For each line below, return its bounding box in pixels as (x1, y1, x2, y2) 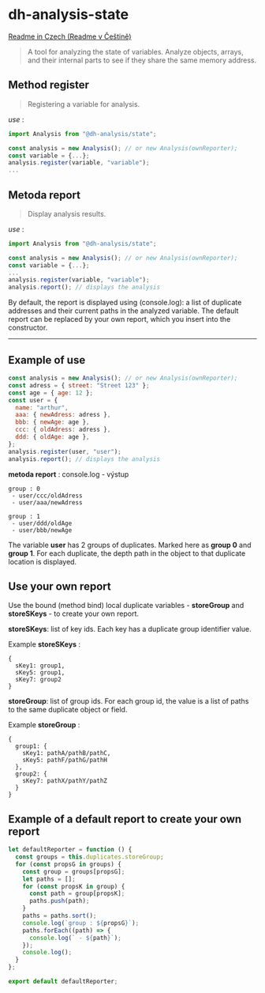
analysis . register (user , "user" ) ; (8, 447, 122, 455)
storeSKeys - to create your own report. (8, 609, 140, 618)
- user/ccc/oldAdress (11, 492, 83, 500)
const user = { (8, 396, 58, 404)
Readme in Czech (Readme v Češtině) (8, 32, 132, 41)
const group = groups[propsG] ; (22, 867, 125, 875)
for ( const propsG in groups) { (15, 860, 122, 868)
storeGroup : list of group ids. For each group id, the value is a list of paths (8, 697, 249, 706)
